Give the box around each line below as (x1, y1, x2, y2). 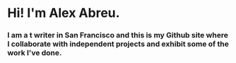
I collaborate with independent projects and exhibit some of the (7, 39, 230, 49)
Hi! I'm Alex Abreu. (7, 5, 120, 21)
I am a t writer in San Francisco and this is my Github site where (7, 30, 228, 40)
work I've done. (7, 48, 62, 58)
